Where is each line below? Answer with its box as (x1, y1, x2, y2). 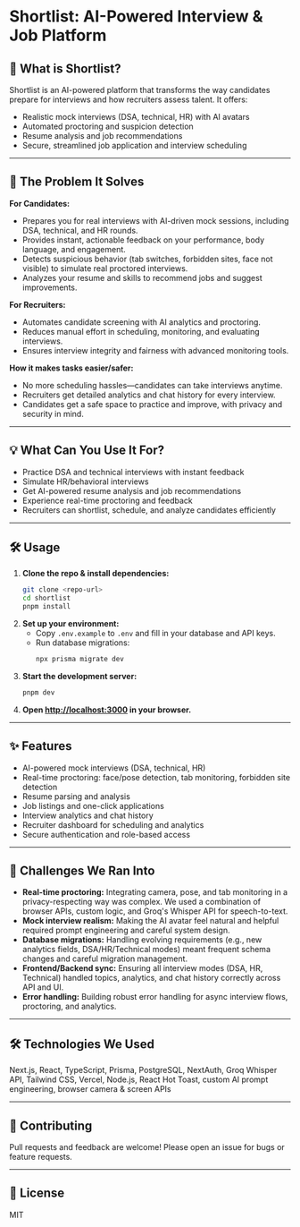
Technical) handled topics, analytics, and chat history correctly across (21, 973, 281, 984)
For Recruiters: (9, 299, 66, 310)
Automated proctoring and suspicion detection (21, 121, 194, 132)
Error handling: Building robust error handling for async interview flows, (21, 992, 288, 1002)
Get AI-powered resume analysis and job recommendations (21, 485, 242, 496)
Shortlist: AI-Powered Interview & (9, 6, 263, 27)
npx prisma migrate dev (35, 655, 125, 664)
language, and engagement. (21, 243, 127, 254)
